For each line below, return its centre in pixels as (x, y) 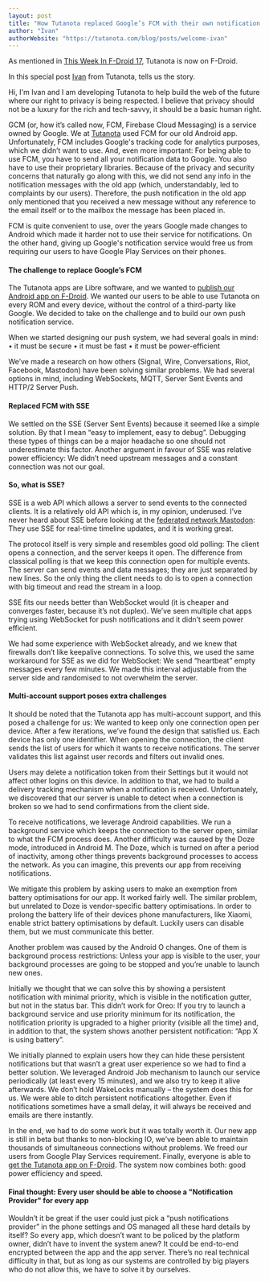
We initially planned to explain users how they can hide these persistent (126, 1055)
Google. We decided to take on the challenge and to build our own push (127, 314)
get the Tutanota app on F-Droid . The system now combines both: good (127, 1165)
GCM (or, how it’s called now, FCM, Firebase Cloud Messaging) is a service (132, 125)
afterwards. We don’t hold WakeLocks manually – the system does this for (130, 1090)
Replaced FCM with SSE (49, 406)
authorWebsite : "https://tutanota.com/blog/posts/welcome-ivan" (118, 38)
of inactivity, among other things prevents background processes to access (133, 857)
